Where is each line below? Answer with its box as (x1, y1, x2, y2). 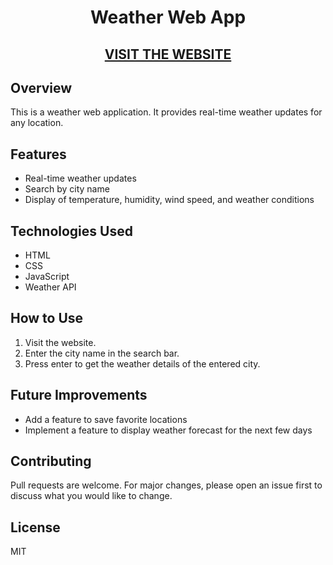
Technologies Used (10, 222, 133, 240)
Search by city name (24, 183, 110, 195)
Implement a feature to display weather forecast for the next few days (24, 424, 313, 436)
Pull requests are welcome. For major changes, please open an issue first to (10, 479, 323, 491)
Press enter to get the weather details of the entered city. (24, 357, 261, 370)
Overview (10, 79, 73, 96)
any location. (10, 117, 64, 129)
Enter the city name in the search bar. (24, 347, 180, 359)
